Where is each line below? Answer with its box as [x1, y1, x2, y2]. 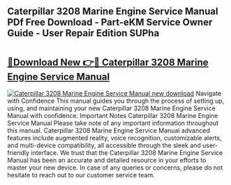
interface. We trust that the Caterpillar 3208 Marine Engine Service [31, 149, 223, 156]
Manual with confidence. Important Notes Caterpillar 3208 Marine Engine [7, 112, 218, 119]
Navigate [195, 89, 222, 97]
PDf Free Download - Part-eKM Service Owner [7, 17, 213, 29]
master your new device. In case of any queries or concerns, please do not [7, 163, 223, 172]
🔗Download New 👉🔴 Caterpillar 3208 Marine [7, 56, 209, 68]
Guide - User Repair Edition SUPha [7, 27, 160, 39]
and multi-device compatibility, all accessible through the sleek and [7, 141, 201, 149]
